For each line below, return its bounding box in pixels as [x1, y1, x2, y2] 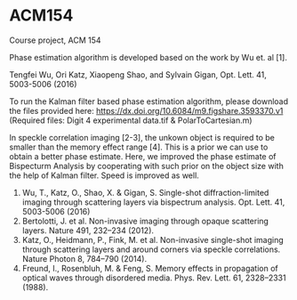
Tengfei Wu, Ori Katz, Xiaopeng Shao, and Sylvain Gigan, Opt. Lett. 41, [9, 69, 267, 80]
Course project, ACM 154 [9, 35, 101, 45]
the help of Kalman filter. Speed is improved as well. [9, 170, 200, 181]
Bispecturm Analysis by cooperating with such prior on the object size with [9, 160, 285, 171]
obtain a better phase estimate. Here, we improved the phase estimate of [9, 150, 277, 161]
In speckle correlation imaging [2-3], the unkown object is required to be [9, 132, 276, 142]
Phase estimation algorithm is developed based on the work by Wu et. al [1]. [9, 52, 287, 62]
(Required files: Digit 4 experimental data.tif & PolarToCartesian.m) [9, 115, 253, 126]
